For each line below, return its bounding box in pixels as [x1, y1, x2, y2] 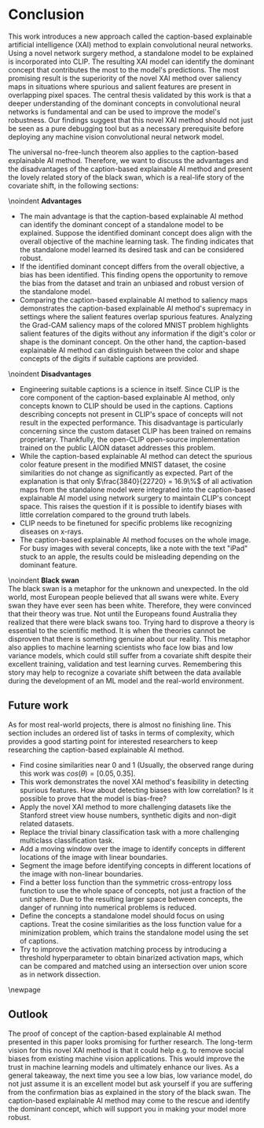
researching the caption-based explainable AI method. [8, 745, 185, 754]
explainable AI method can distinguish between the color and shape [19, 345, 240, 355]
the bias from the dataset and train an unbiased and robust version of [19, 278, 244, 288]
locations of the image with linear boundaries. [19, 852, 168, 862]
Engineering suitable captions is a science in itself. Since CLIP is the [19, 384, 240, 393]
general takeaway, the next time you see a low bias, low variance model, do [8, 1070, 253, 1080]
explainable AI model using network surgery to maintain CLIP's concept [19, 493, 251, 502]
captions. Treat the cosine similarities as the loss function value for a [19, 919, 242, 929]
